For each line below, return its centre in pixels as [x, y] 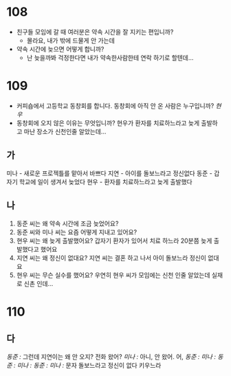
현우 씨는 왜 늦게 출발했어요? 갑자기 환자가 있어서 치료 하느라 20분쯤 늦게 [114, 241]
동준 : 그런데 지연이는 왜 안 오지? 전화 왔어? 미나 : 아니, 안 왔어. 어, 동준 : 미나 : [111, 356]
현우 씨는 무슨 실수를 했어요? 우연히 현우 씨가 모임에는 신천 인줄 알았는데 [113, 275]
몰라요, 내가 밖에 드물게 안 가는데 [70, 40]
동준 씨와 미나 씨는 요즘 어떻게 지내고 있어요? [77, 232]
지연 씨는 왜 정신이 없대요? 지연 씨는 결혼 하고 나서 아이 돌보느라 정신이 [111, 258]
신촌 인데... [38, 283]
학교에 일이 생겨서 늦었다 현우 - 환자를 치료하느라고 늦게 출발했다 [106, 181]
